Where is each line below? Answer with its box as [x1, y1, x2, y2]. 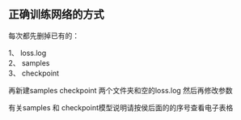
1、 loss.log [8, 48, 47, 58]
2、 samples [8, 58, 50, 67]
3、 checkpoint [8, 68, 59, 78]
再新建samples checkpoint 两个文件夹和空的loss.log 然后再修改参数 [8, 85, 233, 95]
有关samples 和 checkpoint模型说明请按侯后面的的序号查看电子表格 [8, 102, 234, 112]
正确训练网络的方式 [8, 7, 104, 22]
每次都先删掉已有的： [8, 31, 79, 41]
